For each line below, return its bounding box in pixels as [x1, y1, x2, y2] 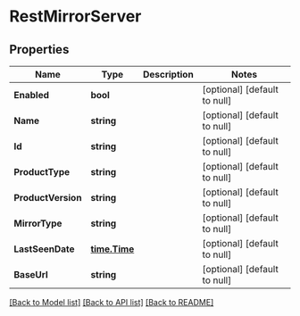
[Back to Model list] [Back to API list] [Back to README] [9, 297, 214, 307]
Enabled [13, 89, 50, 101]
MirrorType [13, 217, 62, 229]
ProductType [13, 166, 71, 178]
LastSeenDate [13, 243, 75, 255]
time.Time [90, 243, 135, 255]
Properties [9, 42, 70, 57]
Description [142, 69, 194, 80]
